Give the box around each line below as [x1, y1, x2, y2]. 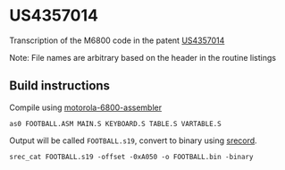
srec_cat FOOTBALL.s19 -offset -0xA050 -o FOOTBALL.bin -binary [9, 152, 254, 161]
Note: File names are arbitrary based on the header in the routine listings [9, 52, 277, 63]
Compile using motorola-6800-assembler [9, 102, 163, 113]
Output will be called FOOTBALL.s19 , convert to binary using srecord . [9, 135, 257, 146]
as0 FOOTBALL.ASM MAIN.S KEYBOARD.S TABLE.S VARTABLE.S [9, 119, 222, 128]
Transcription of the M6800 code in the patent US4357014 [9, 35, 225, 46]
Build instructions [9, 78, 110, 94]
